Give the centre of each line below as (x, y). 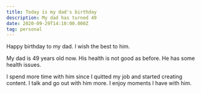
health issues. (24, 65)
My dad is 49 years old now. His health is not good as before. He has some (101, 58)
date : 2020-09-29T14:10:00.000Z (47, 23)
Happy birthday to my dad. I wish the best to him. (68, 46)
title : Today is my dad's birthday (52, 12)
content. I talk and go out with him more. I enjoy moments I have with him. (99, 83)
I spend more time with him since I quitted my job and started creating (94, 76)
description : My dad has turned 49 (52, 18)
